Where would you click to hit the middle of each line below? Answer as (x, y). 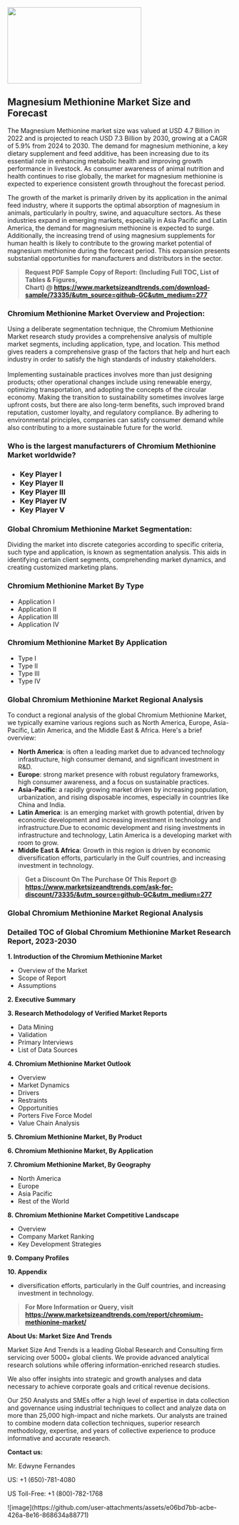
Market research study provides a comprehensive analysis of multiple (110, 336)
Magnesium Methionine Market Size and (99, 102)
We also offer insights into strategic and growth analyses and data (105, 1379)
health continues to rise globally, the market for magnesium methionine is (115, 176)
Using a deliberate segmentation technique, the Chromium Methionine (111, 329)
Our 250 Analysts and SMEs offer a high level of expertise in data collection (118, 1401)
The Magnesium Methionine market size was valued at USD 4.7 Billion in (113, 130)
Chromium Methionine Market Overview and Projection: (106, 313)
